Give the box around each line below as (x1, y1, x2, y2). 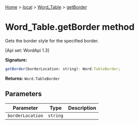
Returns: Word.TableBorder (5, 75, 60, 81)
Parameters (5, 90, 42, 98)
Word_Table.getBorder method (5, 22, 135, 33)
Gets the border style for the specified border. (5, 38, 99, 43)
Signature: (5, 57, 27, 63)
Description (68, 104, 96, 111)
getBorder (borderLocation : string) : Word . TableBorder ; (5, 66, 121, 71)
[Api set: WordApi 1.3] (5, 47, 49, 53)
